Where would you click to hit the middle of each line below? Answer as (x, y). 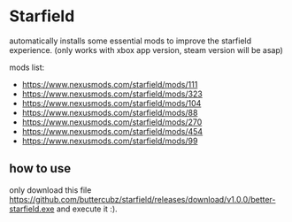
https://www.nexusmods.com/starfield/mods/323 (112, 94)
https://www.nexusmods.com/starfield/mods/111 (110, 84)
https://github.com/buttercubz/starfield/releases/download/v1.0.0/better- (142, 199)
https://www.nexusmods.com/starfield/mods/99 (110, 141)
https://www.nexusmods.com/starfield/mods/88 (110, 112)
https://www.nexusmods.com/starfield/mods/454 (112, 131)
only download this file (50, 190)
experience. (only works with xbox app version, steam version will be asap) (146, 50)
